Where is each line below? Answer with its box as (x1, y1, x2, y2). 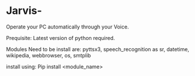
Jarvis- (6, 4, 42, 17)
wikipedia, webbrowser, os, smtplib (6, 52, 91, 59)
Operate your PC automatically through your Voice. (6, 23, 129, 30)
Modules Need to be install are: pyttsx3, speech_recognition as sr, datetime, (6, 45, 189, 53)
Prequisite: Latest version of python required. (6, 34, 115, 41)
